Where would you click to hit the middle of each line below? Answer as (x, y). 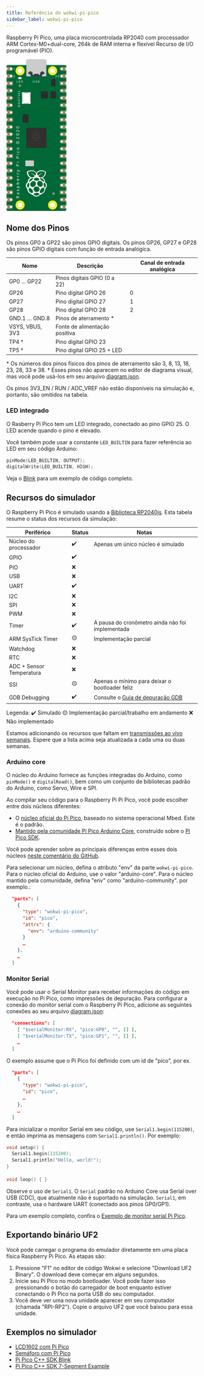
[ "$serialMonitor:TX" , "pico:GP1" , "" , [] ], (77, 1036)
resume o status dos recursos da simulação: (62, 519)
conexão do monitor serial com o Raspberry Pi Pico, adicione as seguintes (99, 1005)
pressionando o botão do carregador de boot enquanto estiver (93, 1287)
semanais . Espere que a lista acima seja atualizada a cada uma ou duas (96, 739)
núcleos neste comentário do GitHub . (53, 856)
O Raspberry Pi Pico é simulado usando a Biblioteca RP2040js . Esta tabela (99, 512)
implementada (111, 629)
